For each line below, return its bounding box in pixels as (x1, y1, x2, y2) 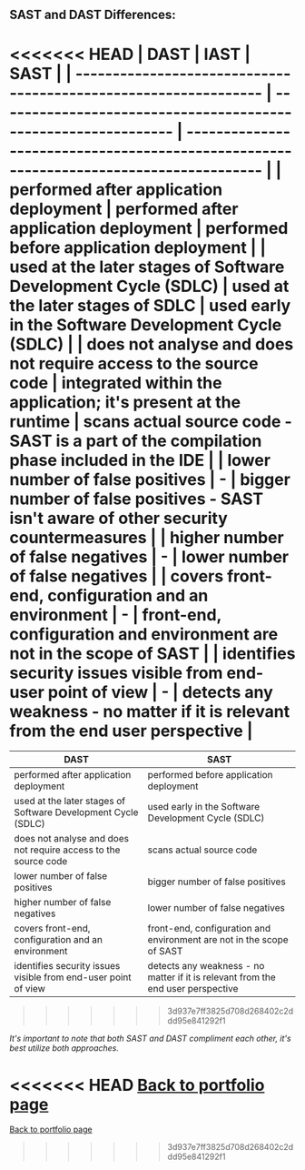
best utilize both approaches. (9, 1043, 120, 1054)
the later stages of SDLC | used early (9, 295, 291, 316)
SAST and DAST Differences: (9, 7, 177, 23)
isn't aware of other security (9, 508, 229, 529)
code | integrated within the (9, 372, 222, 393)
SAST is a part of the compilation (9, 430, 262, 451)
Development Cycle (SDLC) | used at (9, 276, 290, 297)
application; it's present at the (9, 391, 241, 412)
